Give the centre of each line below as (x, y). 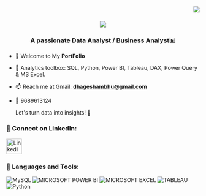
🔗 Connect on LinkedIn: (42, 129)
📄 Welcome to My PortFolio (50, 56)
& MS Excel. (30, 74)
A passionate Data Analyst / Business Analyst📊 (103, 40)
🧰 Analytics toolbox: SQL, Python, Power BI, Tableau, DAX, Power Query (106, 68)
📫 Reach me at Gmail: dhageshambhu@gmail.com (81, 87)
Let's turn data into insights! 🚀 (53, 113)
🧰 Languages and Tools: (43, 167)
